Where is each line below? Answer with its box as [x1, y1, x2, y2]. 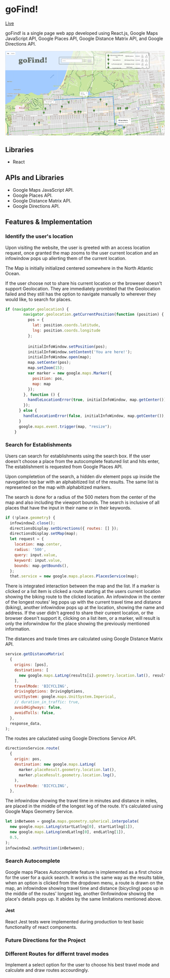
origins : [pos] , [14, 662, 49, 667]
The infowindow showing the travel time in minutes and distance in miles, [5, 798, 158, 804]
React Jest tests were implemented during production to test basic [5, 919, 144, 925]
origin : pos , [14, 756, 42, 762]
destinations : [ [14, 667, 49, 672]
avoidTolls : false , [14, 710, 56, 715]
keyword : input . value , [14, 558, 62, 563]
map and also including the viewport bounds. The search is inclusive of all [5, 499, 160, 505]
